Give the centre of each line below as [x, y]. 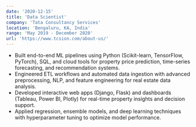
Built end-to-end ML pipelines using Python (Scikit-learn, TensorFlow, [99, 55]
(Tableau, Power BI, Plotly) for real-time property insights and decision [100, 99]
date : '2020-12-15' [30, 11]
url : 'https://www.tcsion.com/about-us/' [58, 39]
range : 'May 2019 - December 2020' [50, 33]
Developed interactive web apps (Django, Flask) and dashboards [93, 92]
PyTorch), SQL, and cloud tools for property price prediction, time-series [102, 61]
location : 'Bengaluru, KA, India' [48, 28]
